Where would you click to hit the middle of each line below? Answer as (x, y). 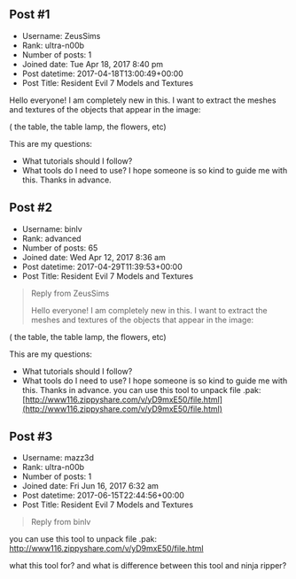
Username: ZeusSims (61, 35)
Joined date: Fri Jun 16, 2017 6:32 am (90, 486)
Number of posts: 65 (60, 248)
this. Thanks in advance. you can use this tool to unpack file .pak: (141, 390)
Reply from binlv (61, 522)
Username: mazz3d (58, 458)
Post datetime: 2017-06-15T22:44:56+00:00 (103, 496)
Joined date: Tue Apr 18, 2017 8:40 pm (93, 64)
